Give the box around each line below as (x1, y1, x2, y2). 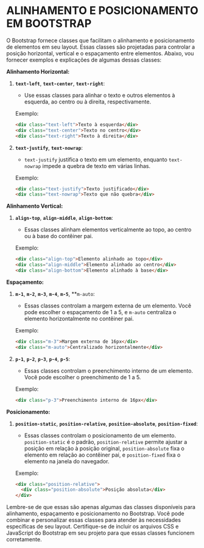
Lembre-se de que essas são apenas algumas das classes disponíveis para (6, 504, 196, 511)
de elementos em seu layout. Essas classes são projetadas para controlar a (6, 43, 195, 51)
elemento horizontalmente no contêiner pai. (24, 315, 134, 322)
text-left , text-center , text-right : (15, 80, 105, 87)
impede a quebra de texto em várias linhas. (42, 162, 151, 169)
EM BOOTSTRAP (6, 16, 92, 30)
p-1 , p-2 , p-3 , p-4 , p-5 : (15, 355, 71, 362)
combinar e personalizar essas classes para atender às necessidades (6, 516, 181, 524)
